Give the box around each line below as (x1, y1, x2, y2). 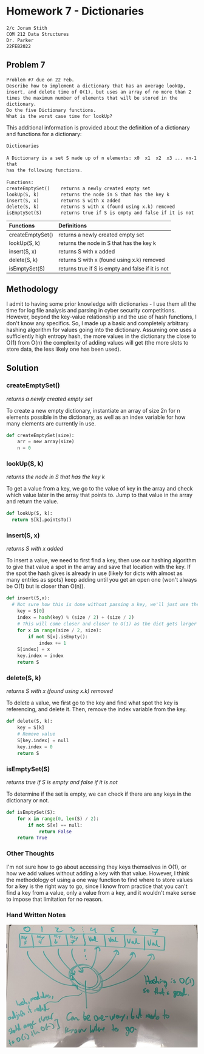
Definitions (58, 222, 87, 229)
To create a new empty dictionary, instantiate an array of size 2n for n (6, 407, 180, 414)
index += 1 (38, 640, 67, 646)
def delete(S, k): (6, 718, 53, 725)
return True (17, 835, 47, 841)
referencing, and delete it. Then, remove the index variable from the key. (6, 706, 187, 713)
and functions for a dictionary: (6, 130, 82, 137)
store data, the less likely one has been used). (6, 345, 121, 353)
